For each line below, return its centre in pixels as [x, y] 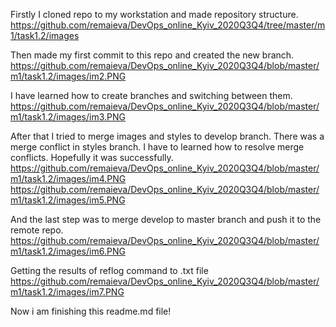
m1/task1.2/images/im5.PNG [68, 200]
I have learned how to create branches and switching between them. [151, 95]
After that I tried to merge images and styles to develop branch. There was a [167, 136]
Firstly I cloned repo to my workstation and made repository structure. [154, 14]
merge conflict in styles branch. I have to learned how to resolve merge [157, 147]
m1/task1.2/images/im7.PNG [67, 292]
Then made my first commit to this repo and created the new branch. [152, 55]
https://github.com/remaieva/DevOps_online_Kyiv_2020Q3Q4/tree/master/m [168, 25]
